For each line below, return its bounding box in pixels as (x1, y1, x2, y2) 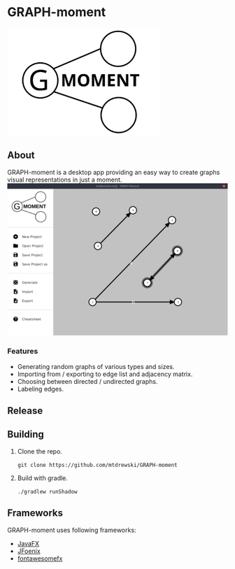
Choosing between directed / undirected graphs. (17, 377, 158, 385)
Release (7, 405, 43, 417)
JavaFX (17, 539, 40, 547)
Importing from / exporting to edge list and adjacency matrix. (17, 370, 193, 378)
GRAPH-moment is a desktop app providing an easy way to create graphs (7, 168, 220, 176)
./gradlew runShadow (17, 488, 78, 495)
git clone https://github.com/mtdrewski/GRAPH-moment (17, 461, 178, 468)
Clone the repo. (17, 447, 63, 455)
